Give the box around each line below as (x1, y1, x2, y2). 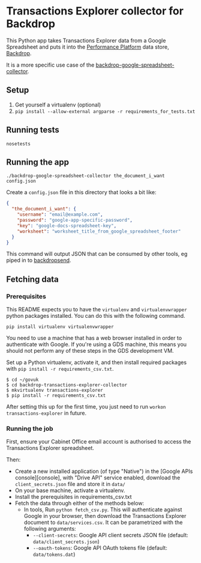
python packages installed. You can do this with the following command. (6, 312, 185, 320)
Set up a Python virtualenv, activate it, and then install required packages (6, 359, 187, 366)
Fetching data (6, 274, 59, 284)
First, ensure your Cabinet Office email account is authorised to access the (6, 438, 191, 445)
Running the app (6, 157, 69, 167)
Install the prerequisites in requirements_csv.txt (14, 493, 132, 501)
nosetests (6, 141, 31, 147)
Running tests (6, 125, 60, 135)
